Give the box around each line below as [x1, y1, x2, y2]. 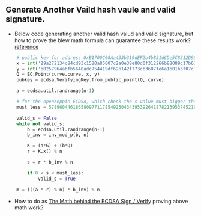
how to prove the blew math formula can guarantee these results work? [14, 36, 191, 44]
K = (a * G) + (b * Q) [27, 143, 73, 149]
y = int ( [16, 66, 38, 72]
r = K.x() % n [27, 149, 62, 155]
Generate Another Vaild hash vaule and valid [5, 5, 176, 15]
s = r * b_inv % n [27, 159, 73, 165]
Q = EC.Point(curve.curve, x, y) [16, 72, 100, 78]
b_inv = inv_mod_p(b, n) [27, 132, 89, 138]
